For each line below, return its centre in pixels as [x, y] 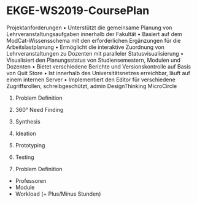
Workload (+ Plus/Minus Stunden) [58, 194]
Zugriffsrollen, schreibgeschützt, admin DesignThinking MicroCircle [92, 86]
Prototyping [30, 145]
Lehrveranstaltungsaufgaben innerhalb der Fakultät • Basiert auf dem [94, 34]
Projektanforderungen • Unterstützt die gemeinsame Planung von [89, 28]
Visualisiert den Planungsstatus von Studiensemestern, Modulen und [94, 60]
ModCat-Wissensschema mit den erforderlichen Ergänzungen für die [94, 40]
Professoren [31, 180]
